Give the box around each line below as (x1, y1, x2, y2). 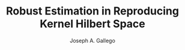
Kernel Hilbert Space (39, 17, 146, 31)
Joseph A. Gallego (69, 37, 116, 44)
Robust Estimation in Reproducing (5, 4, 180, 18)
